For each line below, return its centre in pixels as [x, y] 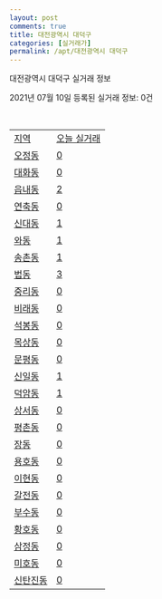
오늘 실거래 [78, 139]
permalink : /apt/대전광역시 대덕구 [69, 52]
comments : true [38, 26]
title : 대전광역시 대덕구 [51, 34]
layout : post [34, 18]
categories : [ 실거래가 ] [51, 43]
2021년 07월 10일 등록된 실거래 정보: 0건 [81, 98]
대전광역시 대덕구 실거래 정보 [60, 79]
